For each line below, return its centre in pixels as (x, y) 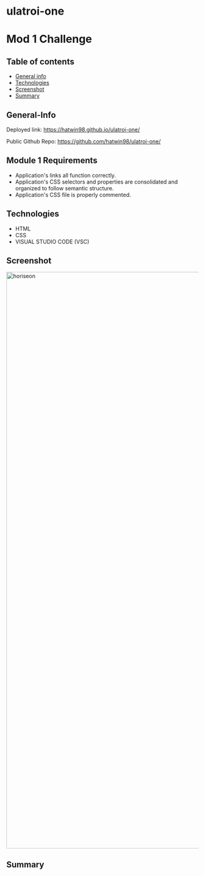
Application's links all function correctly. (65, 175)
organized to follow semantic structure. (64, 188)
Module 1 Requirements (52, 161)
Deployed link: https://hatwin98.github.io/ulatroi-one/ (73, 130)
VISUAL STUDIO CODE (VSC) (52, 242)
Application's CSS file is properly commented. (73, 195)
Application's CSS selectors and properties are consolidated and (96, 182)
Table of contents (40, 61)
